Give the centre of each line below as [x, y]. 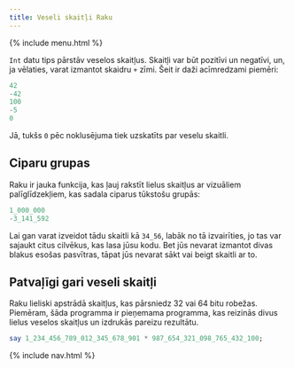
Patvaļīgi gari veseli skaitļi [83, 282]
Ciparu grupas [50, 164]
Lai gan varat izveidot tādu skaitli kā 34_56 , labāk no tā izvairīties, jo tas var [145, 235]
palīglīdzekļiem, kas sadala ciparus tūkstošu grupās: [105, 194]
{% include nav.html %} [52, 356]
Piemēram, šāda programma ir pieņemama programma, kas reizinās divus [143, 313]
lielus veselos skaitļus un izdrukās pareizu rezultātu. [104, 322]
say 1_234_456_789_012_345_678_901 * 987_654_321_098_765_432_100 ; [136, 339]
